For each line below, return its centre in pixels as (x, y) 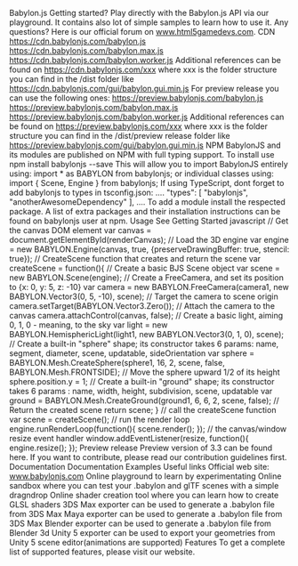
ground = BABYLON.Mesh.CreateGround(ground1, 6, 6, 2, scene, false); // (145, 400)
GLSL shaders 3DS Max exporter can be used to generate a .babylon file (142, 505)
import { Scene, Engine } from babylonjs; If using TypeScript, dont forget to (147, 183)
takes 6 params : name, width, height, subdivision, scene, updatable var (141, 391)
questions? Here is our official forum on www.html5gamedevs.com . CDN (142, 32)
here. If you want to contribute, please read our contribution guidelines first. (148, 457)
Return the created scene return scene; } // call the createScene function (143, 410)
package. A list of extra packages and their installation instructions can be (145, 211)
